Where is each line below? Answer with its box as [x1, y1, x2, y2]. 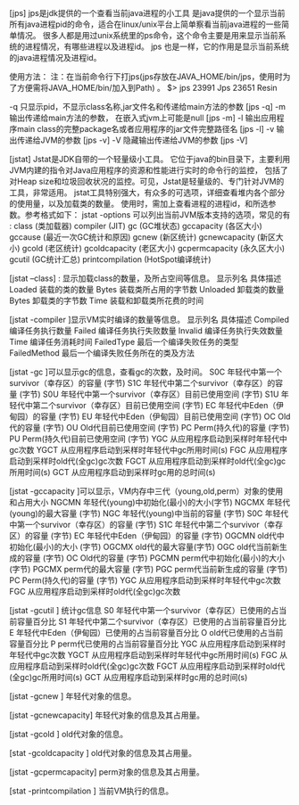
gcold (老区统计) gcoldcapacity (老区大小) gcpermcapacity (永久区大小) [21, 243, 286, 253]
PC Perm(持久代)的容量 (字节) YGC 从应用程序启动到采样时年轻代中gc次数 [9, 575, 281, 586]
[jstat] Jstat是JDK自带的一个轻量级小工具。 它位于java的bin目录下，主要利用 [9, 154, 291, 164]
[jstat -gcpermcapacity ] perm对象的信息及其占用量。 [9, 767, 205, 777]
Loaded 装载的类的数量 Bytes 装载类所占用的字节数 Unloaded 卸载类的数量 [9, 284, 285, 294]
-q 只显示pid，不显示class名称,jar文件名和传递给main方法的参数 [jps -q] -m [9, 102, 286, 111]
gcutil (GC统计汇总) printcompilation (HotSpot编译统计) [9, 254, 212, 265]
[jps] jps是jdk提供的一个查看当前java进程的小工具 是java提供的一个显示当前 [9, 8, 286, 18]
